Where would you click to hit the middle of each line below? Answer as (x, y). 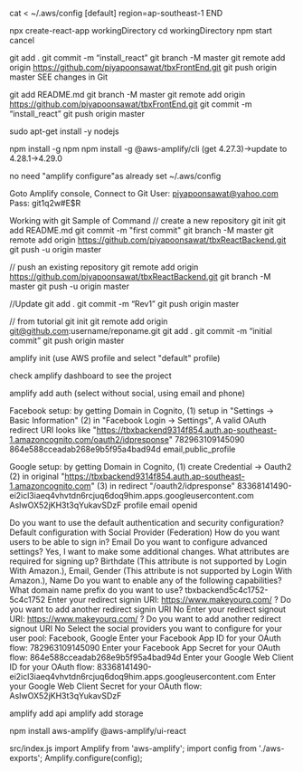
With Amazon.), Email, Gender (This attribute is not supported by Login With (151, 571)
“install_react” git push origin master (77, 114)
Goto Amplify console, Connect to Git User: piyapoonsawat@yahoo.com (144, 193)
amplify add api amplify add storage (76, 713)
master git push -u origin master (69, 286)
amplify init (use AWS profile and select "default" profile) (115, 358)
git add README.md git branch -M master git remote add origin (128, 95)
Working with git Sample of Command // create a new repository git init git (148, 220)
